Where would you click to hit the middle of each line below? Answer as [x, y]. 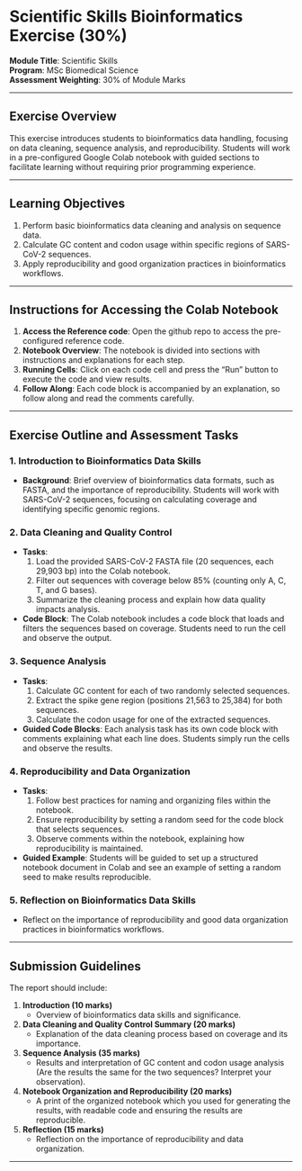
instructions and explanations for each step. [104, 360]
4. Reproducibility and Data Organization [100, 771]
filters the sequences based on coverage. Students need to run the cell [154, 628]
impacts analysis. [68, 609]
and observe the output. [67, 638]
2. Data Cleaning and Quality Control [91, 532]
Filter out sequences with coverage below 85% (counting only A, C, [161, 581]
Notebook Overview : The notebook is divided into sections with [141, 351]
